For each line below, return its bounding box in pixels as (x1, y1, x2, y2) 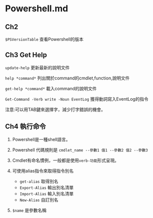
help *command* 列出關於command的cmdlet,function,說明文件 (5, 75, 130, 81)
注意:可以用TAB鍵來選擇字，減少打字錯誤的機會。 (5, 107, 106, 112)
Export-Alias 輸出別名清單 (19, 184, 74, 190)
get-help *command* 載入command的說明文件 (5, 85, 97, 91)
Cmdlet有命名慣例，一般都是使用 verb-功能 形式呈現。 (12, 157, 119, 163)
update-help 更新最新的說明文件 (5, 65, 70, 71)
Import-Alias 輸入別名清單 (19, 190, 74, 196)
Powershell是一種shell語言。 (12, 136, 71, 142)
